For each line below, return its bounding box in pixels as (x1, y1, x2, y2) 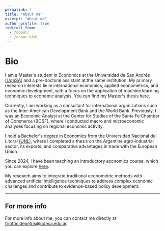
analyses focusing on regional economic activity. (5, 123, 104, 129)
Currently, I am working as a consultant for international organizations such (5, 102, 157, 108)
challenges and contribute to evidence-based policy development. (5, 183, 139, 189)
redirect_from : (5, 26, 36, 30)
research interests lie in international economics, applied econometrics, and (5, 82, 159, 88)
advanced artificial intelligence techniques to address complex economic (5, 178, 153, 184)
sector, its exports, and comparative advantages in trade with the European (5, 143, 158, 149)
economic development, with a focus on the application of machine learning (5, 87, 159, 93)
